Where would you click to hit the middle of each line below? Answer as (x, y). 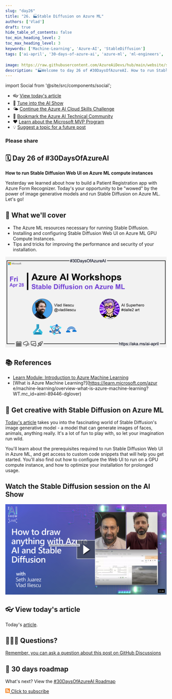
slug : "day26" (20, 11)
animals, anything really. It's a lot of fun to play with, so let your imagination (85, 433)
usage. (13, 470)
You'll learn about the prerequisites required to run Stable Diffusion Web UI (84, 448)
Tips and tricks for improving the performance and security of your (83, 244)
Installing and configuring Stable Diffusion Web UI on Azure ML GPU (85, 233)
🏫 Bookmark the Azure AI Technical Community (63, 116)
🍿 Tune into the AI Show (38, 103)
